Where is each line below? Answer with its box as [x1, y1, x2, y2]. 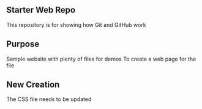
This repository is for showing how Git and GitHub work [6, 21, 146, 28]
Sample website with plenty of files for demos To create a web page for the [6, 55, 196, 62]
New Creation [6, 80, 60, 90]
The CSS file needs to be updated [6, 96, 92, 103]
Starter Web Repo [6, 5, 75, 15]
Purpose [6, 39, 40, 50]
